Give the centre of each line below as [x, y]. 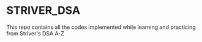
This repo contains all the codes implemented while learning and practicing [101, 27]
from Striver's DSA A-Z [35, 33]
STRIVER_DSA [43, 10]
